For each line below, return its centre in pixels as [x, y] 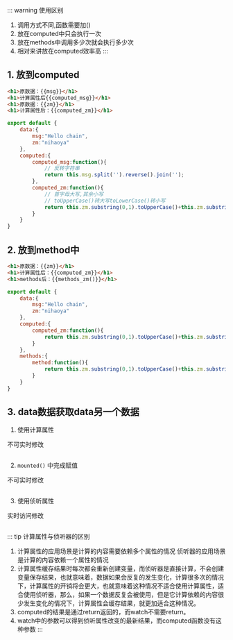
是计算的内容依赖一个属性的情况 [63, 560]
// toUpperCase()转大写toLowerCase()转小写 [105, 201]
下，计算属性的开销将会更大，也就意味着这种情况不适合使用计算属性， [118, 586]
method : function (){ [60, 363]
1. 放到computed [43, 75]
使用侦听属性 [35, 501]
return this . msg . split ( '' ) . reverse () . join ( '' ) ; [114, 175]
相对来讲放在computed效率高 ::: [63, 51]
